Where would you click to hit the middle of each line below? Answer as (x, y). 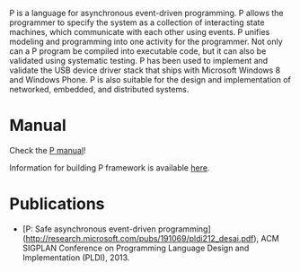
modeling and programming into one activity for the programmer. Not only (146, 41)
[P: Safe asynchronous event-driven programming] (116, 229)
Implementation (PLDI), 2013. (76, 257)
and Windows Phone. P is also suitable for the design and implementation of (150, 79)
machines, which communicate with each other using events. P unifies (140, 32)
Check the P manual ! (48, 150)
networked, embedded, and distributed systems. (99, 89)
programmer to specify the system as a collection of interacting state (137, 22)
